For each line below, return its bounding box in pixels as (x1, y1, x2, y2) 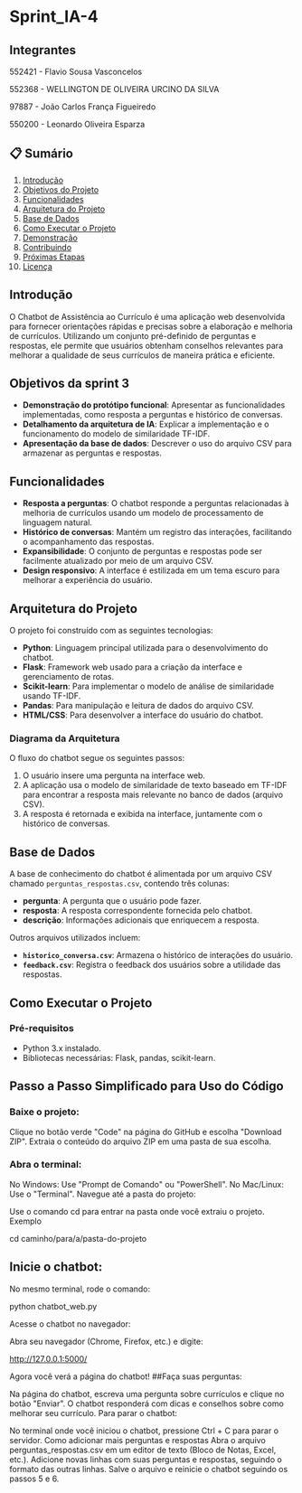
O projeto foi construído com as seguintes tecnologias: (9, 625, 214, 636)
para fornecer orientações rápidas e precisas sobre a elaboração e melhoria (9, 321, 294, 332)
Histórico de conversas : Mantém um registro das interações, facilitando (22, 527, 292, 538)
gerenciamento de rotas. (22, 671, 115, 682)
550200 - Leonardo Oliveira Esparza (9, 119, 146, 129)
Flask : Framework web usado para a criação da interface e (22, 662, 242, 672)
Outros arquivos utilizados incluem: (9, 933, 141, 944)
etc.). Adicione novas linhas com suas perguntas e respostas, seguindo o (9, 1453, 282, 1465)
